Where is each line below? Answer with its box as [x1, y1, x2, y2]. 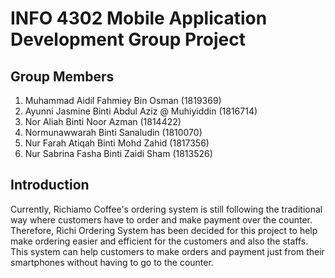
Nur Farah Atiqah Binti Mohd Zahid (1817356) [24, 137, 210, 149]
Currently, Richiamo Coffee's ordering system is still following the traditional [10, 203, 323, 215]
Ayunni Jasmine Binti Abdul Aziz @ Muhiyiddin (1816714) [24, 105, 258, 117]
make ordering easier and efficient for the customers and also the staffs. [10, 235, 309, 247]
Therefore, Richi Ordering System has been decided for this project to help [10, 224, 318, 236]
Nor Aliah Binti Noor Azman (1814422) [24, 116, 182, 127]
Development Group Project [10, 28, 246, 51]
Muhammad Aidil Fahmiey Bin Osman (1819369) [24, 95, 222, 106]
